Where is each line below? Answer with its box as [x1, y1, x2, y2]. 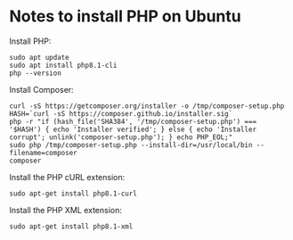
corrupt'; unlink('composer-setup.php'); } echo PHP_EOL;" [9, 132, 233, 142]
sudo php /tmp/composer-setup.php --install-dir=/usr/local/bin [9, 140, 253, 149]
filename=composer [9, 148, 77, 157]
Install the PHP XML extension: [9, 204, 123, 215]
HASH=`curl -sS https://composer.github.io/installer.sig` [9, 109, 233, 118]
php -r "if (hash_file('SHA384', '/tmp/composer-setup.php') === [9, 117, 256, 126]
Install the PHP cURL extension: [9, 171, 126, 182]
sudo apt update [9, 53, 69, 62]
